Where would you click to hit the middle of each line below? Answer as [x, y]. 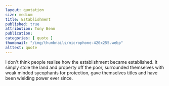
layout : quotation [25, 10]
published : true [22, 24]
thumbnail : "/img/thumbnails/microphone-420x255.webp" [64, 43]
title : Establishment [28, 19]
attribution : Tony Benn [30, 29]
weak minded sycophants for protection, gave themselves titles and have [81, 73]
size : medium [19, 15]
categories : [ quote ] [29, 38]
